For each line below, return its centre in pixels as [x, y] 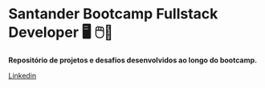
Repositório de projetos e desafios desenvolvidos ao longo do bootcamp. [133, 60]
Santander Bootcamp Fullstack [113, 14]
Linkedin [22, 75]
